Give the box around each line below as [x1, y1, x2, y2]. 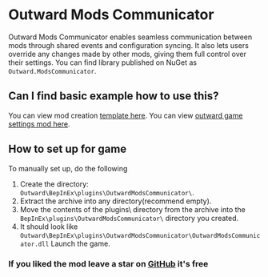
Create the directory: [19, 179, 90, 189]
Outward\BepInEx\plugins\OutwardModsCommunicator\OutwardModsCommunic [19, 231, 261, 239]
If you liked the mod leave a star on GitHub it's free [8, 259, 209, 270]
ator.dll [19, 240, 50, 248]
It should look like [19, 222, 78, 231]
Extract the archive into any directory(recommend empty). [19, 196, 212, 206]
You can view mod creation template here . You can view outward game [8, 110, 243, 120]
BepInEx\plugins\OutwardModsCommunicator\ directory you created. [19, 213, 238, 223]
